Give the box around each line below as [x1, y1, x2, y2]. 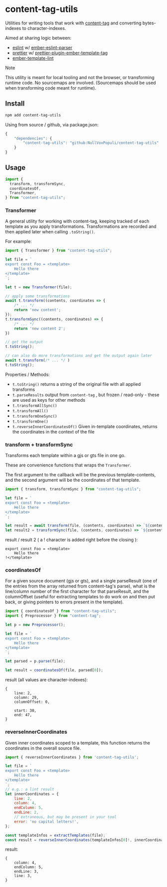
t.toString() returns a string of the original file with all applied [12, 381, 141, 387]
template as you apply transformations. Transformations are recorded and [5, 223, 157, 229]
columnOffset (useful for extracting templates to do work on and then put [5, 594, 156, 600]
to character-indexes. [22, 25, 66, 31]
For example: [5, 238, 32, 244]
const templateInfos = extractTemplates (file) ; [5, 833, 106, 838]
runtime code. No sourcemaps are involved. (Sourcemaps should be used [5, 80, 156, 86]
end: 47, [14, 713, 32, 718]
